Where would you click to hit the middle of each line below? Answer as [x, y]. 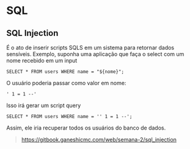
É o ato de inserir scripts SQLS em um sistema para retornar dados [90, 47]
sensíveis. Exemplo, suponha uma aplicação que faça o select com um [95, 54]
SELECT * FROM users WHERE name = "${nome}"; [65, 72]
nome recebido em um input [42, 61]
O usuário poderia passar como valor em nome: [66, 83]
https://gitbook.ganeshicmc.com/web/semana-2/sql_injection [99, 140]
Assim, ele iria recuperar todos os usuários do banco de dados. [86, 128]
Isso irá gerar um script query [44, 105]
